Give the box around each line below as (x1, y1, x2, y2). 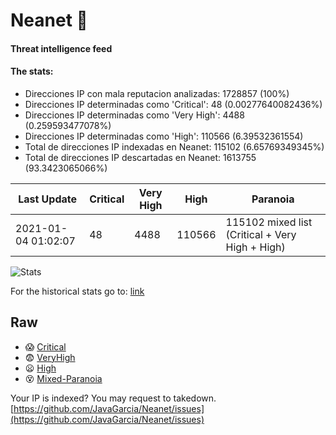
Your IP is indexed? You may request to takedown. (10, 392, 217, 404)
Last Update (18, 192, 78, 206)
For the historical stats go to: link (10, 285, 145, 297)
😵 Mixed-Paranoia (24, 372, 103, 384)
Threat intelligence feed (10, 42, 113, 54)
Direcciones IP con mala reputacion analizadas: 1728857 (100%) (24, 87, 290, 99)
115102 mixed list (225, 215, 313, 229)
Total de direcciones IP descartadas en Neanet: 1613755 (24, 151, 257, 163)
